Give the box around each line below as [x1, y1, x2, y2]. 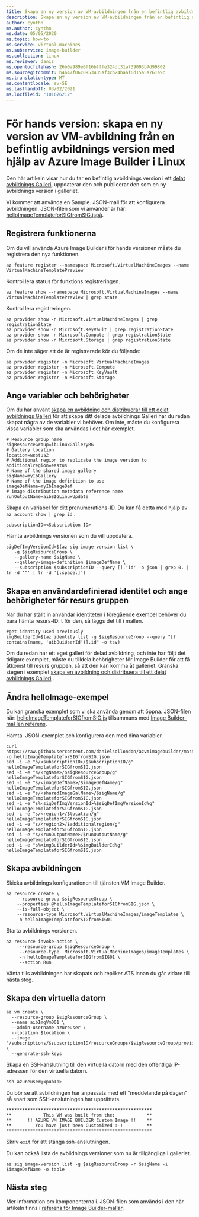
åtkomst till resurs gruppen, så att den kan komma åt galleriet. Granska [6, 663, 179, 670]
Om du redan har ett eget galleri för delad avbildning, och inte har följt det [6, 649, 186, 657]
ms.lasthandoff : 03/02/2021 [6, 86, 76, 92]
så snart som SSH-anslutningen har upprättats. [6, 1095, 121, 1102]
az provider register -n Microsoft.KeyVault [6, 369, 118, 375]
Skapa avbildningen [6, 863, 81, 873]
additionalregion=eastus [6, 462, 68, 469]
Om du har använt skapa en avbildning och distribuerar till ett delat [6, 406, 169, 413]
